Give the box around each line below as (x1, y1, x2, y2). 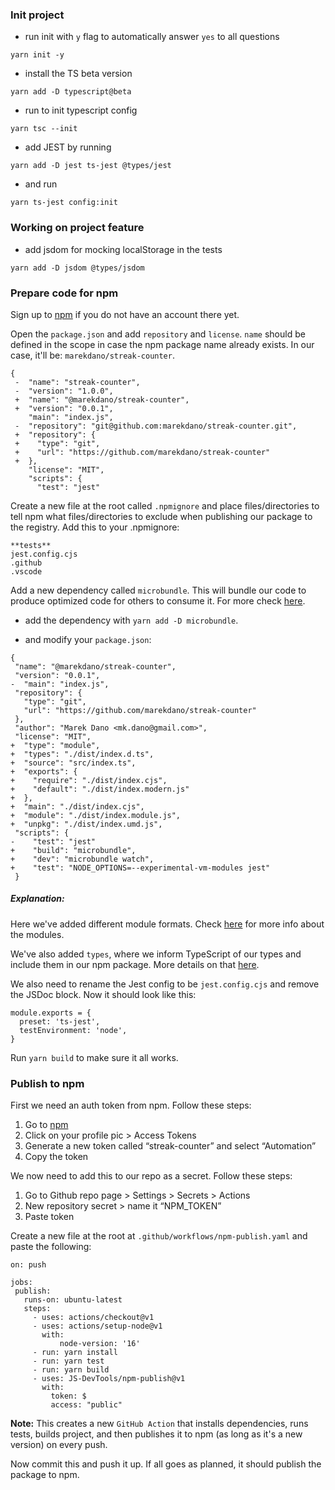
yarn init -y (10, 50, 65, 60)
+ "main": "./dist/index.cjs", (10, 801, 145, 812)
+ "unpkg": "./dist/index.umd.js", (10, 819, 163, 829)
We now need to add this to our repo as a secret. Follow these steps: (10, 1170, 293, 1182)
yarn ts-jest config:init (10, 198, 118, 208)
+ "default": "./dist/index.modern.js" (10, 784, 190, 794)
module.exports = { (10, 1008, 92, 1018)
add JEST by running (24, 141, 112, 153)
